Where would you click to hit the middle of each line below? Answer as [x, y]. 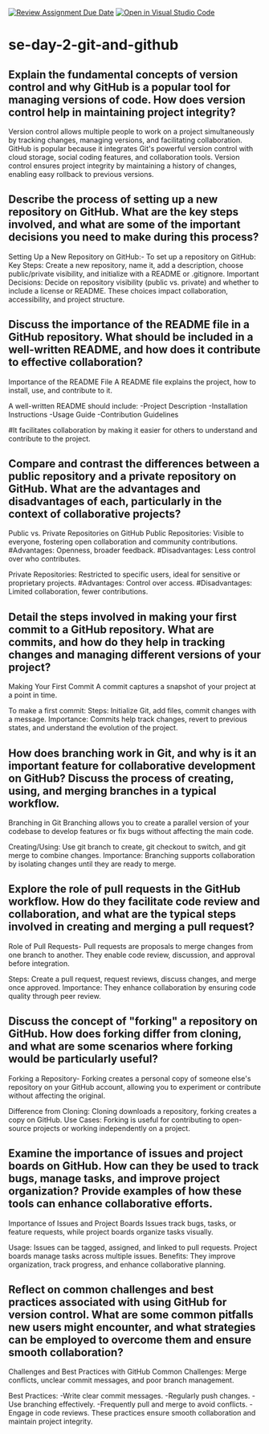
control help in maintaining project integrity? [122, 112]
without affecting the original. [57, 1095]
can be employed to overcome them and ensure [130, 1339]
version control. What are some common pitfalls [131, 1315]
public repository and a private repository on [122, 477]
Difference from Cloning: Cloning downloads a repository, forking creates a [132, 1111]
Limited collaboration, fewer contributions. [78, 592]
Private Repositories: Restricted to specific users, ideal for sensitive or [124, 574]
